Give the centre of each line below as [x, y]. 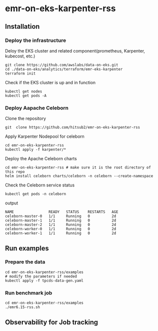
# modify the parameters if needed [41, 276]
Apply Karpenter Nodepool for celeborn [45, 136]
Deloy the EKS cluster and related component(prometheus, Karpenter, [75, 51]
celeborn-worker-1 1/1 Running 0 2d [61, 233]
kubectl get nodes [24, 91]
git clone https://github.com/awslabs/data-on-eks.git [62, 65]
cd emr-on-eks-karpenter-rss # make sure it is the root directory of [78, 168]
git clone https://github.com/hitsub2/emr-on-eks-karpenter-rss [72, 128]
